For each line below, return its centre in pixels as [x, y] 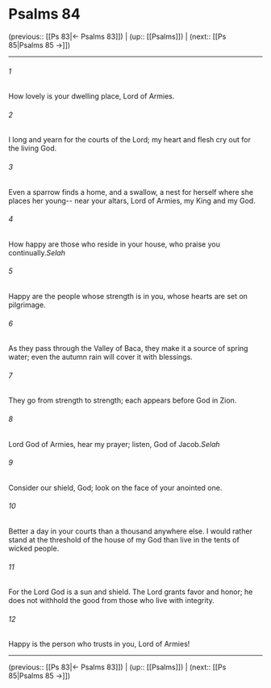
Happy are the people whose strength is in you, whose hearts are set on [128, 296]
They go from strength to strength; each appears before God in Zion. [123, 400]
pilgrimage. [27, 305]
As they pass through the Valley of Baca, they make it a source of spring [128, 348]
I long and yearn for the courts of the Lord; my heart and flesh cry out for [130, 140]
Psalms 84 [44, 14]
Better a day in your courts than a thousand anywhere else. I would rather [130, 531]
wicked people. [34, 548]
